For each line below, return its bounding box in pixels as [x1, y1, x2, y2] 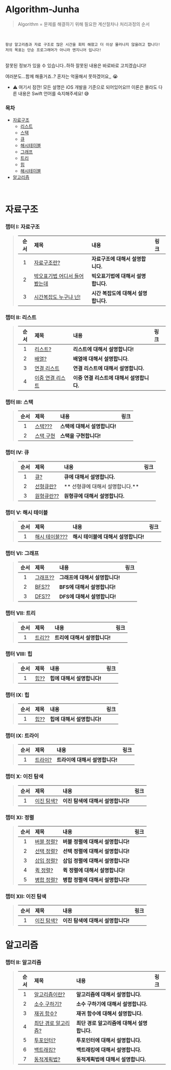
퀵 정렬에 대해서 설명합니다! [63, 867, 125, 874]
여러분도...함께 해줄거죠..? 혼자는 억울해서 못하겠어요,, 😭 [5, 73, 118, 79]
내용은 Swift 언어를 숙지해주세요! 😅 [18, 90, 89, 96]
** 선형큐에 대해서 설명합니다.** [64, 483, 139, 490]
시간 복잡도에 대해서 [91, 289, 137, 296]
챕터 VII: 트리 [5, 610, 36, 617]
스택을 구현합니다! [60, 432, 101, 440]
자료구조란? [34, 259, 61, 266]
